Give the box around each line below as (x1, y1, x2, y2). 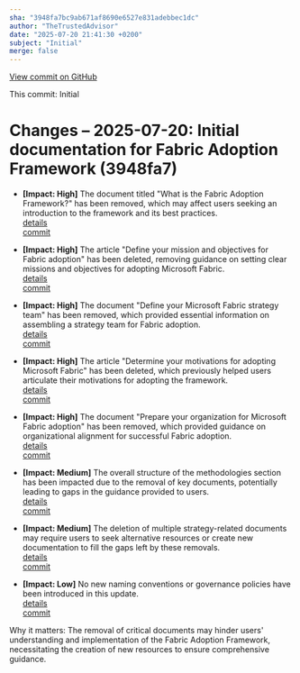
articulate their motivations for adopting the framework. (22, 375, 228, 386)
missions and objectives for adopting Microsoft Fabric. (22, 263, 225, 275)
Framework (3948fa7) (9, 159, 177, 179)
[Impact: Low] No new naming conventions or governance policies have (22, 578, 291, 590)
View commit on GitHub (9, 71, 97, 82)
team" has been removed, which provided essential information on (22, 310, 270, 321)
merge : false (9, 47, 59, 56)
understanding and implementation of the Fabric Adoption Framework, (9, 634, 270, 645)
